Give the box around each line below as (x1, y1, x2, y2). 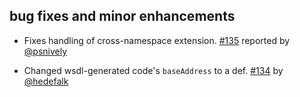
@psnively (23, 45, 68, 57)
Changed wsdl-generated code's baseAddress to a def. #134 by (23, 64, 284, 76)
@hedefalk (23, 75, 69, 87)
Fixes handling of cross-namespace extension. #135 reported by (23, 34, 291, 46)
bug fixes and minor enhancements (9, 8, 236, 25)
